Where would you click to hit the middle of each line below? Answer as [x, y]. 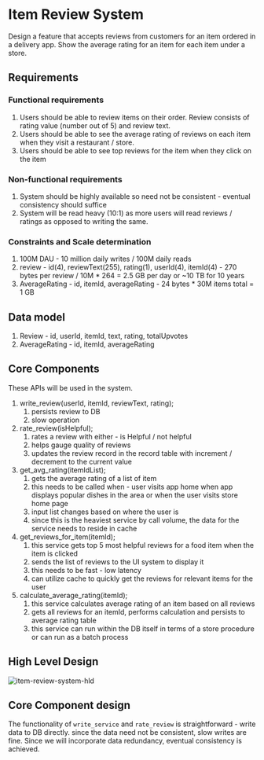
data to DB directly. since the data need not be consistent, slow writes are [128, 732]
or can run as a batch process [80, 637]
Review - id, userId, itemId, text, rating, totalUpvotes [104, 336]
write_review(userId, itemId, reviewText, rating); [97, 403]
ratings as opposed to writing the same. [84, 221]
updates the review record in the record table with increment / [132, 453]
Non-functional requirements [66, 179]
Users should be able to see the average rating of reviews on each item [135, 134]
